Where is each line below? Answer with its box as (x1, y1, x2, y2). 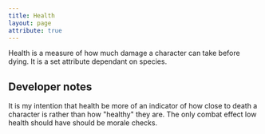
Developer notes (8, 80, 93, 93)
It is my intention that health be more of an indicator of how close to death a (8, 101, 258, 111)
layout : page (8, 19, 52, 27)
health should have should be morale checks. (8, 118, 158, 128)
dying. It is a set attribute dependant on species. (8, 57, 168, 66)
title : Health (8, 11, 56, 20)
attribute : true (8, 26, 62, 34)
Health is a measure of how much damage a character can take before (8, 49, 241, 58)
